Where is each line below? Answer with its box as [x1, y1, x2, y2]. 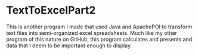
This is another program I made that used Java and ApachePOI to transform [6, 23, 193, 30]
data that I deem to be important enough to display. [6, 42, 132, 49]
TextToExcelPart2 [6, 4, 96, 17]
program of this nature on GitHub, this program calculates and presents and [6, 35, 193, 43]
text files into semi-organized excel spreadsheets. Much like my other [6, 29, 178, 36]
